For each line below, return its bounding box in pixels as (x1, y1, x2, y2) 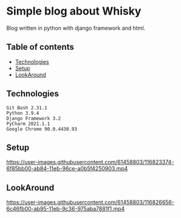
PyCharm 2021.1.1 (6, 120, 50, 127)
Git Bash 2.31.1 (6, 104, 47, 111)
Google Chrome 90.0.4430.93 (6, 126, 78, 132)
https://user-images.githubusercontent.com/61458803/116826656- (6, 199, 175, 206)
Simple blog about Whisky (6, 4, 142, 18)
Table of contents (6, 42, 74, 52)
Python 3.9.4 (6, 110, 39, 116)
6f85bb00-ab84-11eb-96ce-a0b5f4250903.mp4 (6, 165, 128, 172)
